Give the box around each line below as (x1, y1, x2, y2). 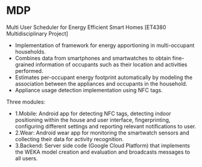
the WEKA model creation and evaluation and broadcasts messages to (14, 148, 191, 156)
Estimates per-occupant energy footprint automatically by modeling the (14, 74, 193, 81)
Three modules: (6, 98, 46, 106)
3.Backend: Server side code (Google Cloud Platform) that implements (14, 142, 190, 149)
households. (14, 48, 46, 55)
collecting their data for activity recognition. (14, 135, 124, 142)
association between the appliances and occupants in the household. (14, 80, 188, 87)
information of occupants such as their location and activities (35, 61, 188, 68)
